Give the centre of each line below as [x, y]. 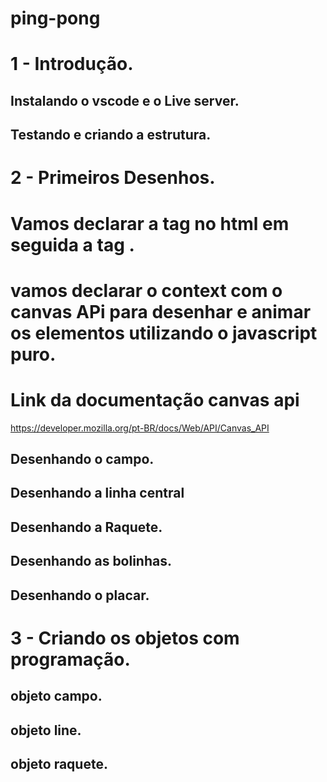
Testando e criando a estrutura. [111, 135]
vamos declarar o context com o [146, 290]
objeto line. [46, 730]
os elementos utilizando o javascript [164, 333]
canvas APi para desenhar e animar [161, 311]
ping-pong [55, 18]
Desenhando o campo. [82, 459]
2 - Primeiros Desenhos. [113, 178]
